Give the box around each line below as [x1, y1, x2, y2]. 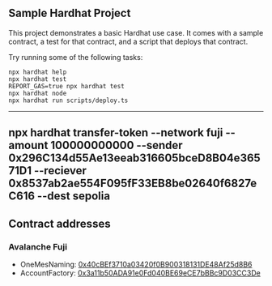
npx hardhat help [8, 68, 67, 76]
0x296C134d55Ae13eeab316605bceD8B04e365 [8, 152, 261, 165]
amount [8, 139, 49, 152]
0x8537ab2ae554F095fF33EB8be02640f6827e [8, 177, 257, 190]
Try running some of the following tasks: [8, 52, 143, 62]
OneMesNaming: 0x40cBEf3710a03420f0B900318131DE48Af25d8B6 [19, 259, 253, 269]
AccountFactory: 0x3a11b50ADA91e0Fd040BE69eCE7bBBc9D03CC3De [19, 267, 261, 278]
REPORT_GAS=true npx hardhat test [8, 82, 125, 90]
